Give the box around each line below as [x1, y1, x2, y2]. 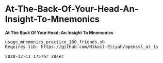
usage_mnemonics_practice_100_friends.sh [5, 39, 105, 45]
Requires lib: [5, 44, 39, 49]
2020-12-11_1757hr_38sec [5, 53, 64, 59]
